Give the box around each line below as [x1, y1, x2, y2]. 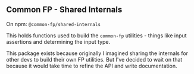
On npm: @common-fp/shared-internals [6, 20, 101, 27]
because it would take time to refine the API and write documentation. [6, 62, 177, 69]
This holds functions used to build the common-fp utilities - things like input [6, 32, 187, 39]
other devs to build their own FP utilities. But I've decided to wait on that [6, 56, 183, 63]
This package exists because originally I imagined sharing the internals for [6, 50, 189, 57]
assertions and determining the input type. [6, 38, 111, 45]
